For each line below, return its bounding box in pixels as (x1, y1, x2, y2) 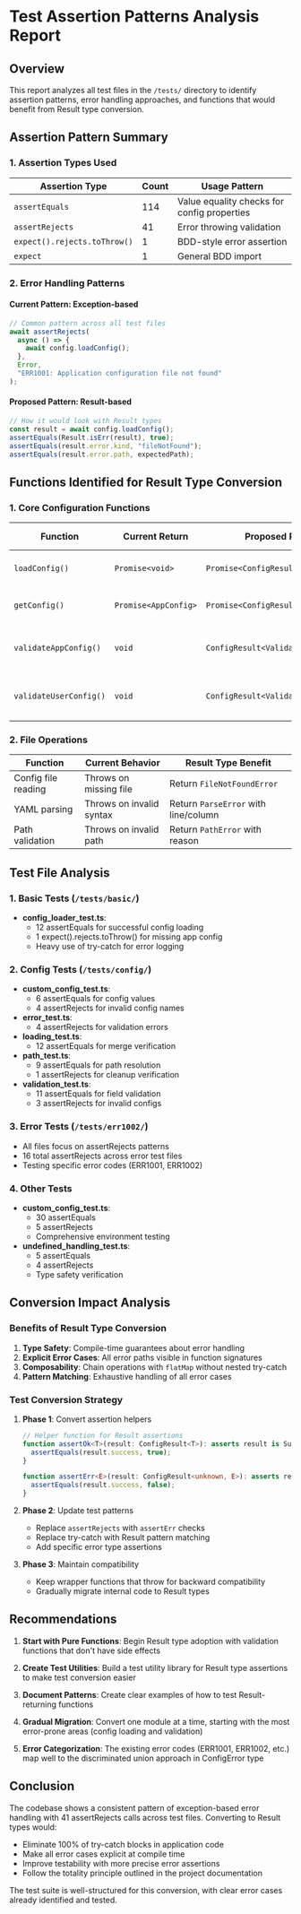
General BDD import (177, 249, 262, 262)
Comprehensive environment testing (35, 1231, 170, 1242)
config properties (177, 206, 251, 219)
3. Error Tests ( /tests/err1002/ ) (9, 1121, 149, 1133)
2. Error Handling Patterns (9, 276, 125, 289)
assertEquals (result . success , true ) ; (30, 1448, 172, 1457)
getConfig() (13, 601, 65, 611)
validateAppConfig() (13, 643, 101, 654)
